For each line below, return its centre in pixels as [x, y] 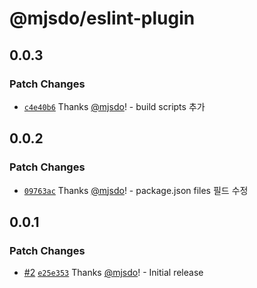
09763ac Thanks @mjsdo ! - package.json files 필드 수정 [136, 190]
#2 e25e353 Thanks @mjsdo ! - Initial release [113, 273]
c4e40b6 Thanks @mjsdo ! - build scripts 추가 [114, 106]
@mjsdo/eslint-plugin [102, 18]
